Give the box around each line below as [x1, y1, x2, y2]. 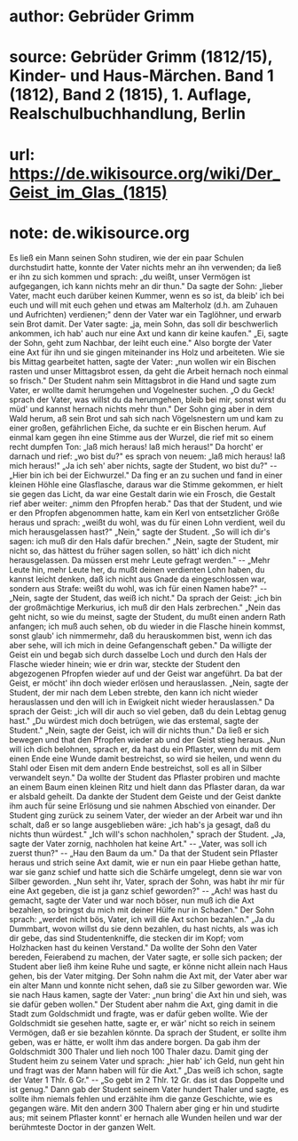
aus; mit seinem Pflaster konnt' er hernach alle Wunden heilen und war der [9, 1112, 282, 1122]
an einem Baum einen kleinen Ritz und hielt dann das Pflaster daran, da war [9, 781, 286, 792]
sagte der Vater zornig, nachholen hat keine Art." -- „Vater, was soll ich [9, 838, 268, 848]
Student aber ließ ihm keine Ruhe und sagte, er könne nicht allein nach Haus [9, 960, 288, 971]
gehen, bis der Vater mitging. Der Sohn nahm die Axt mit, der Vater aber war [9, 970, 288, 981]
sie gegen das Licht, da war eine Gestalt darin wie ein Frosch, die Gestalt [9, 488, 276, 499]
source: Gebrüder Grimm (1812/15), [9, 47, 273, 68]
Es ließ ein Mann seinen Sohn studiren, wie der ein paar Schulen [9, 252, 244, 263]
